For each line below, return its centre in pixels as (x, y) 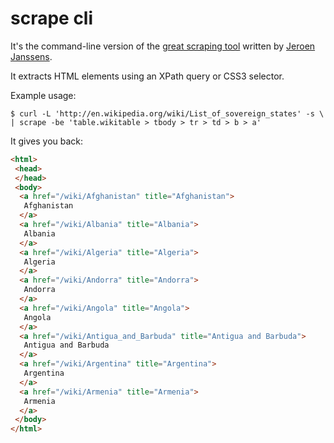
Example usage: (43, 95)
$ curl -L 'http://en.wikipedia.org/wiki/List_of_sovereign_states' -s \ (167, 113)
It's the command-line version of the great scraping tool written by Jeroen (163, 46)
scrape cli (52, 18)
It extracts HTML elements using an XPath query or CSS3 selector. (147, 76)
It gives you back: (47, 141)
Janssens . (31, 56)
